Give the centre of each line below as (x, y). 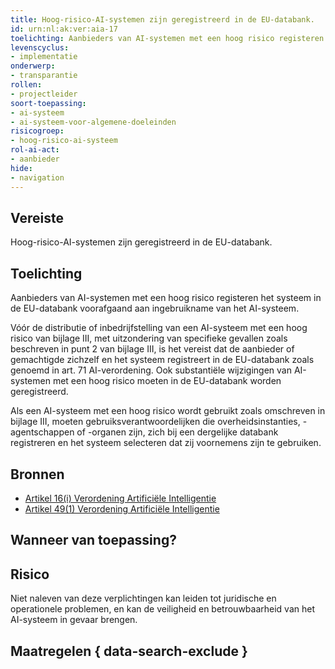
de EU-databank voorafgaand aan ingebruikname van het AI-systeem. (155, 308)
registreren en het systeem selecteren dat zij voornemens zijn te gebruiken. (166, 443)
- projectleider (44, 94)
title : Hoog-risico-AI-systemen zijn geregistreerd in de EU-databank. (162, 19)
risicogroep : (37, 131)
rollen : (26, 85)
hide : (21, 168)
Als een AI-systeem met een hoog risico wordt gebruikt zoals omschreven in (168, 411)
